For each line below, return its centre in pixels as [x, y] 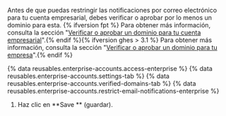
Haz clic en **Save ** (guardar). [65, 104]
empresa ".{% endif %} [40, 55]
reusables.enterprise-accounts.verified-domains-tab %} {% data [102, 83]
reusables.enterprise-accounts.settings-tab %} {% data [88, 76]
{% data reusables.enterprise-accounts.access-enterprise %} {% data [110, 69]
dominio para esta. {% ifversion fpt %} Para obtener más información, [109, 25]
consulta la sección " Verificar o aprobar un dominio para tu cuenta [104, 32]
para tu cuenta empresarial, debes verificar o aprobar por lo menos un [110, 18]
